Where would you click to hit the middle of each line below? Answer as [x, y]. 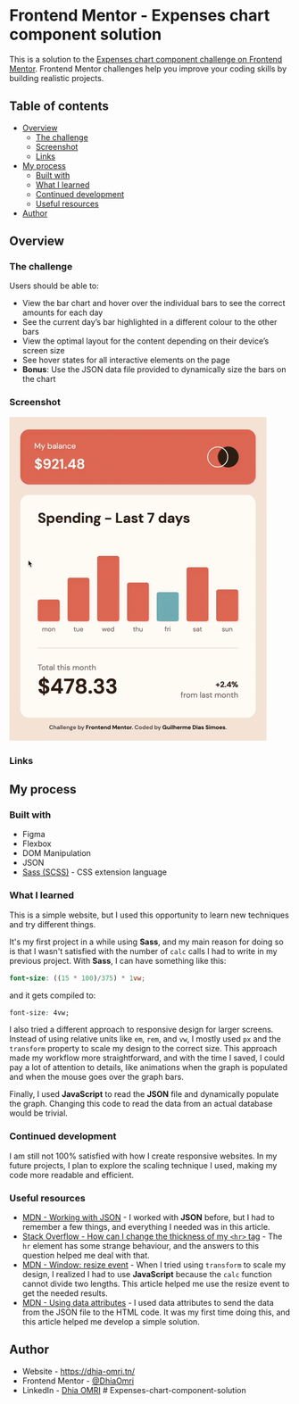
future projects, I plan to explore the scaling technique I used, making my [143, 1165]
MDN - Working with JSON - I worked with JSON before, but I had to [148, 1217]
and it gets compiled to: [53, 995]
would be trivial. [39, 1113]
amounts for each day [62, 312]
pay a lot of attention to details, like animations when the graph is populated [149, 1068]
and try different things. [53, 924]
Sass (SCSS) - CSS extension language [95, 872]
